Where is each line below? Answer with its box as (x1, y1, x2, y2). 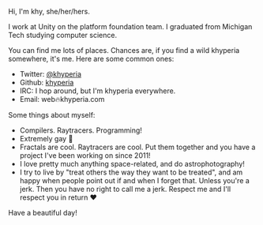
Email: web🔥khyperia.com (19, 95, 105, 103)
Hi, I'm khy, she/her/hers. (8, 7, 91, 16)
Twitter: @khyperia (19, 69, 81, 78)
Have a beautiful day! (8, 208, 77, 217)
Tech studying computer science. (8, 31, 117, 39)
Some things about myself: (8, 111, 96, 119)
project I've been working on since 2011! (19, 151, 152, 160)
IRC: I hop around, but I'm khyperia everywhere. (19, 86, 176, 96)
